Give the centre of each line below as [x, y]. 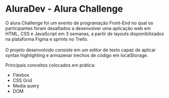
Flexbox [21, 75]
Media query [26, 86]
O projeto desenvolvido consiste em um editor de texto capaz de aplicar [81, 50]
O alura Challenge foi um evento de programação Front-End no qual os [79, 23]
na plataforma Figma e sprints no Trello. [47, 39]
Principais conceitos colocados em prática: [50, 65]
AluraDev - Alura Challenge [64, 9]
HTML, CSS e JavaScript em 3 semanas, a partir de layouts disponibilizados [84, 34]
